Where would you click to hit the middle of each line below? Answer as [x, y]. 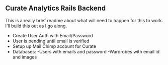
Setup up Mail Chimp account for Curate [54, 46]
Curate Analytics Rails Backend [56, 8]
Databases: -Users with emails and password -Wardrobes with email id [86, 51]
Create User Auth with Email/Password [53, 35]
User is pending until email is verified [51, 41]
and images [25, 57]
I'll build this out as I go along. [36, 26]
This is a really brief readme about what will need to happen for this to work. [84, 20]
